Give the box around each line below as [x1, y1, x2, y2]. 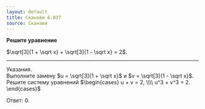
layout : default [6, 8, 48, 15]
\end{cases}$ [6, 85, 41, 93]
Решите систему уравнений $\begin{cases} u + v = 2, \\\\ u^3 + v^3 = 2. [6, 79, 190, 86]
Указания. [6, 66, 32, 73]
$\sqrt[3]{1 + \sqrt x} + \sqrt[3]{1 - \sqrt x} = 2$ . [6, 48, 128, 56]
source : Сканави [6, 20, 48, 26]
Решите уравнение [6, 37, 57, 44]
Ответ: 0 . [6, 97, 30, 104]
